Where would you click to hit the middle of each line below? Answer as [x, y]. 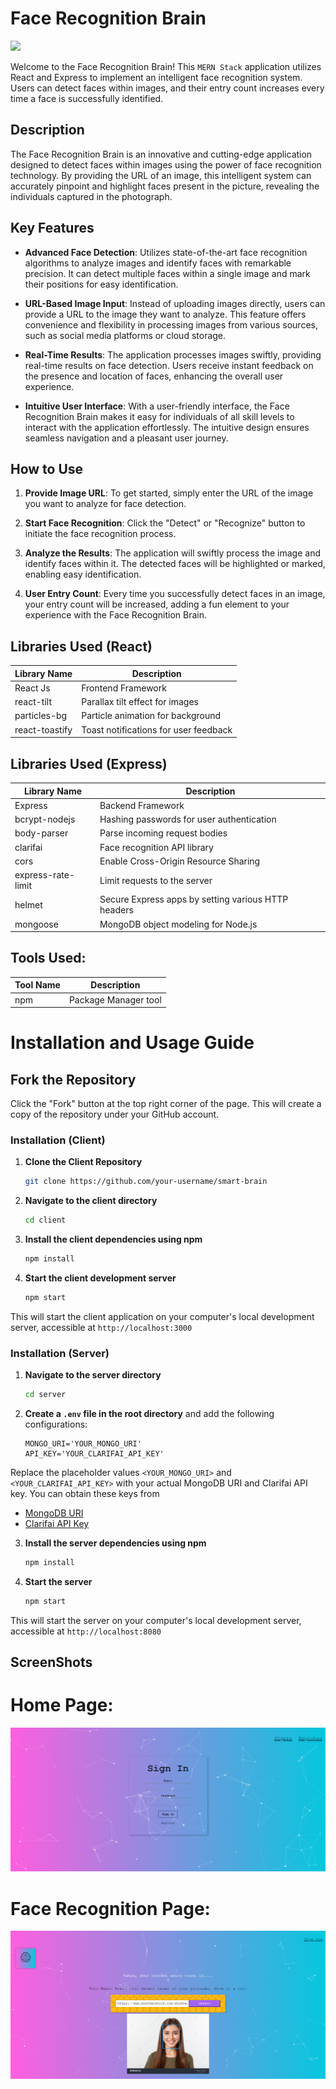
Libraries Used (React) [81, 646]
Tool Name [37, 985]
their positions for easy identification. [101, 284]
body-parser [41, 833]
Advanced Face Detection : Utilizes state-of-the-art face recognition [166, 252]
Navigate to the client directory [91, 1201]
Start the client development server [100, 1278]
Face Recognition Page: [110, 1908]
